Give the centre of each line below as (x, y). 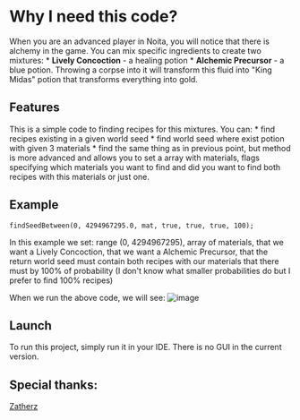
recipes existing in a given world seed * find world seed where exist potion (147, 138)
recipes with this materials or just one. (80, 176)
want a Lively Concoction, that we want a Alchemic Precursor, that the (139, 252)
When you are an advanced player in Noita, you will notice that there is (140, 41)
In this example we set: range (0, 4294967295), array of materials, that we (146, 242)
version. (24, 356)
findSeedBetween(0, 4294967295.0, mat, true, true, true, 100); (132, 226)
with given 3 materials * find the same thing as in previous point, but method (150, 148)
